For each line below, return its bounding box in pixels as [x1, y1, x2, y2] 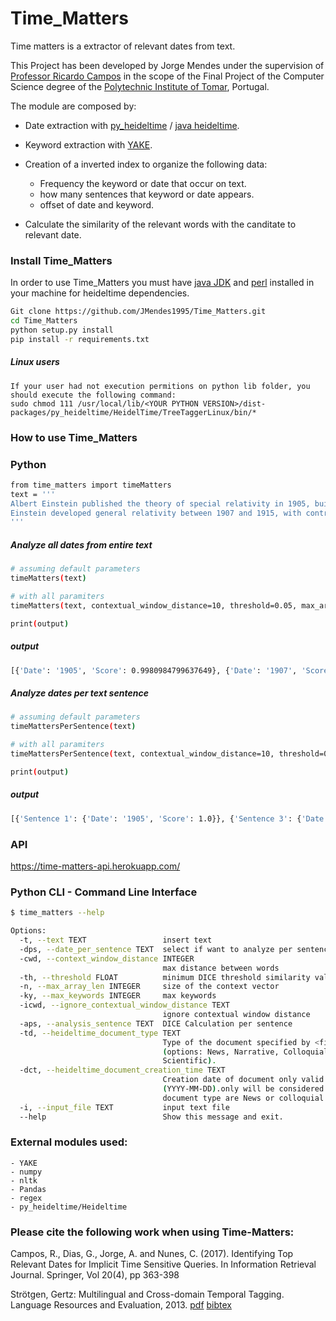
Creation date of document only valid [162, 1075, 325, 1085]
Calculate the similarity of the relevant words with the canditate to [24, 218, 297, 230]
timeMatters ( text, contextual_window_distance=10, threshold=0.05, [10, 600, 298, 611]
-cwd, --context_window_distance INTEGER [19, 953, 195, 964]
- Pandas [10, 1184, 47, 1194]
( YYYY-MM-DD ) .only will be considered [162, 1084, 325, 1094]
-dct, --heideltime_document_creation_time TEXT [19, 1065, 226, 1076]
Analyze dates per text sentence [10, 687, 149, 699]
